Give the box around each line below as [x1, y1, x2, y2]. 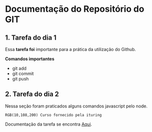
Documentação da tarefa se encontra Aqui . [5, 121, 92, 127]
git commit [12, 71, 34, 77]
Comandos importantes [5, 56, 55, 62]
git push [12, 76, 29, 81]
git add [12, 65, 27, 71]
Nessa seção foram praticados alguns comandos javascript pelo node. [5, 103, 148, 109]
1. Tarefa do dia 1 [5, 33, 56, 42]
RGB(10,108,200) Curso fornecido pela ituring [5, 112, 102, 117]
